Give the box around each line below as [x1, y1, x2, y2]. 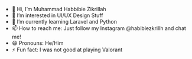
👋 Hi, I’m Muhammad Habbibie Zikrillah [11, 6, 106, 12]
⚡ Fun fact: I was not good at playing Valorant [11, 46, 123, 53]
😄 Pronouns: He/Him [11, 40, 64, 47]
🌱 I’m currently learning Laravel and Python [11, 18, 117, 25]
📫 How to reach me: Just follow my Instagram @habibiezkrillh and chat [11, 25, 186, 32]
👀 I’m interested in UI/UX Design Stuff [11, 12, 103, 19]
